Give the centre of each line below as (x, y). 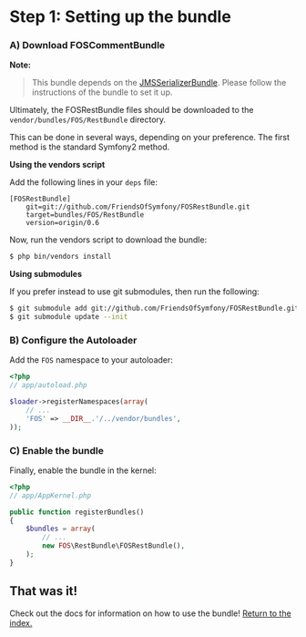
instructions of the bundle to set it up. (102, 92)
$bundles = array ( (61, 529)
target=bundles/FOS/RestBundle (85, 215)
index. (21, 622)
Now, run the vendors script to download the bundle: (108, 240)
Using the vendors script (57, 165)
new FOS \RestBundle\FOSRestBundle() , (113, 546)
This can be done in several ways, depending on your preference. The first (149, 138)
